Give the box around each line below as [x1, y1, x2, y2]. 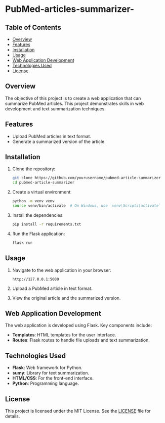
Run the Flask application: [12, 231, 65, 236]
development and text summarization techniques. [5, 105, 106, 112]
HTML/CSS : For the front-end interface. [12, 375, 94, 381]
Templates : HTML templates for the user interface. [12, 332, 116, 338]
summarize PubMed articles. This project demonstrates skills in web [5, 100, 144, 106]
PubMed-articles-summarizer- [5, 3, 134, 15]
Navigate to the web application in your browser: [12, 267, 112, 273]
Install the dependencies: [12, 212, 64, 218]
